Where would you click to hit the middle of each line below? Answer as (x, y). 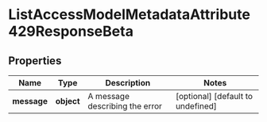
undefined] (196, 106)
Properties (35, 61)
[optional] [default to (214, 96)
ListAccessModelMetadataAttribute (129, 15)
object (68, 101)
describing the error (125, 106)
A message (108, 96)
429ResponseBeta (71, 31)
